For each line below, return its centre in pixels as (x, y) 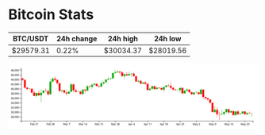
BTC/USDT (31, 39)
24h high (123, 39)
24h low (167, 39)
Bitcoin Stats (51, 15)
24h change (77, 39)
